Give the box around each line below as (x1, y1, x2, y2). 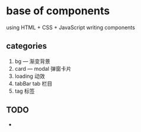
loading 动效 (14, 73, 46, 80)
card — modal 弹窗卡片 (14, 65, 72, 72)
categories (6, 41, 47, 51)
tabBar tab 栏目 (14, 80, 53, 87)
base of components (6, 4, 110, 18)
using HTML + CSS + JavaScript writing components (6, 24, 135, 31)
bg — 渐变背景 (14, 58, 50, 65)
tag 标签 (14, 87, 35, 95)
